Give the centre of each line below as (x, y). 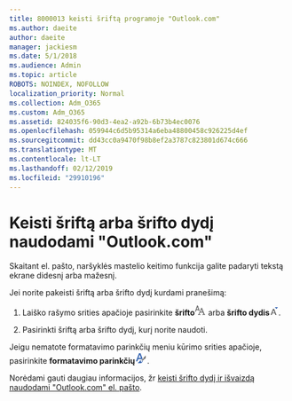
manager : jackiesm (43, 47)
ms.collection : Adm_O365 (55, 103)
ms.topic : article (43, 75)
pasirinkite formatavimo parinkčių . (79, 361)
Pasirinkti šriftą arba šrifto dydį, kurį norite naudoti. (115, 330)
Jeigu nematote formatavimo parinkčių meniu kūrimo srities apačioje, (135, 347)
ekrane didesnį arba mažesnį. (63, 276)
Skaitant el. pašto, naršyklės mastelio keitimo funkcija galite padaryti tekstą (146, 266)
